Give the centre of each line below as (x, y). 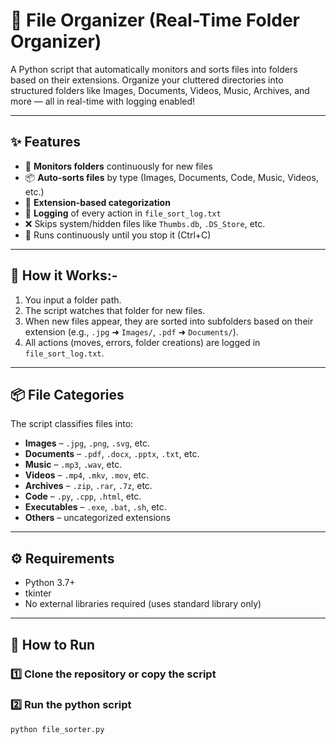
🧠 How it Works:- (64, 275)
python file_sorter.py (57, 729)
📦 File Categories (67, 394)
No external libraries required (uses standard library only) (143, 604)
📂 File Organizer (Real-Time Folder (155, 20)
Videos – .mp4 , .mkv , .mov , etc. (87, 475)
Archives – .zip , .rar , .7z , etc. (88, 486)
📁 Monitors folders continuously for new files (118, 166)
